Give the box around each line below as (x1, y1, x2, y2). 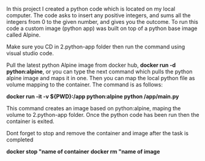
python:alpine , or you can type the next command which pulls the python (6, 68, 193, 75)
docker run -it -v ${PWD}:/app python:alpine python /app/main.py (6, 93, 179, 100)
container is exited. (6, 118, 55, 125)
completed (6, 136, 34, 143)
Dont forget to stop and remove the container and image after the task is (6, 130, 188, 137)
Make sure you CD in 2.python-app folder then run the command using (6, 43, 185, 50)
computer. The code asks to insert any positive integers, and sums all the (6, 12, 191, 19)
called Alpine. (6, 31, 41, 39)
